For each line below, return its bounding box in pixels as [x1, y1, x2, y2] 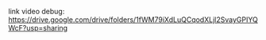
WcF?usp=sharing [8, 24, 68, 32]
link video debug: [8, 7, 65, 16]
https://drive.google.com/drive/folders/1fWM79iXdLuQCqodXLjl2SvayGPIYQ [8, 15, 258, 24]
